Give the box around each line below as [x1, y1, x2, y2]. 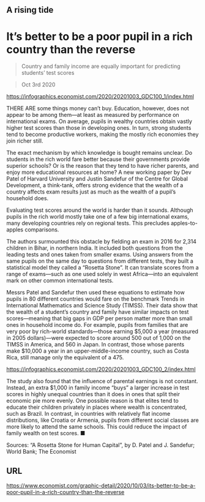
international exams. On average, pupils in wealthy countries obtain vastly [6, 118, 193, 125]
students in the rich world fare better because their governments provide [6, 155, 190, 163]
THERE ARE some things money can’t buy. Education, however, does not [6, 105, 190, 112]
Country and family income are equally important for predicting [21, 62, 181, 70]
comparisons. [24, 226, 59, 233]
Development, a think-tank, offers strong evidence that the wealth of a [6, 182, 184, 189]
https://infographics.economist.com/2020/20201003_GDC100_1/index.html [6, 93, 195, 100]
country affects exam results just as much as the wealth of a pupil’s [6, 188, 176, 195]
